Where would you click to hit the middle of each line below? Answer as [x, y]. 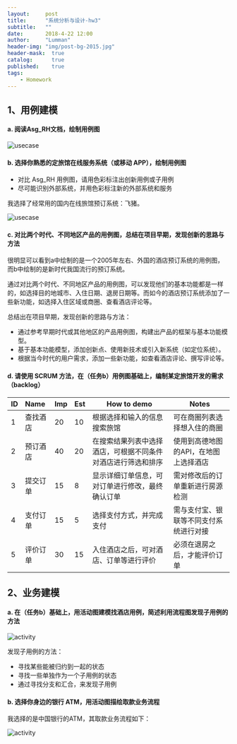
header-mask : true [36, 54]
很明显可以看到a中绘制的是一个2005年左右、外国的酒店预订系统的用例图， [116, 260]
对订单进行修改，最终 [128, 486]
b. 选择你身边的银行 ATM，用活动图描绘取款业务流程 [84, 702]
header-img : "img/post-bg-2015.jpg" [61, 47]
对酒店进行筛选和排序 [128, 462]
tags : [15, 73]
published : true [36, 66]
